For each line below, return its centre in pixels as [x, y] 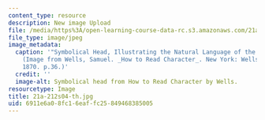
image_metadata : [35, 45]
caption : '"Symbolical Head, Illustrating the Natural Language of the [136, 52]
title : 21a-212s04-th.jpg [50, 96]
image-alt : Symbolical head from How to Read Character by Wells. [127, 81]
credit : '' [33, 74]
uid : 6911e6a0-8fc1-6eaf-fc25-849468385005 [81, 103]
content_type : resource [47, 15]
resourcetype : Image [42, 89]
